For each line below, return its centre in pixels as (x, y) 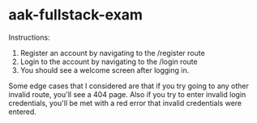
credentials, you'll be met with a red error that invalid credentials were (125, 103)
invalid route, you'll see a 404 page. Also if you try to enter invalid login (127, 94)
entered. (22, 112)
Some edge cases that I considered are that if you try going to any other (129, 86)
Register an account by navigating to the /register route (112, 53)
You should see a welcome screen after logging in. (105, 70)
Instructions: (29, 37)
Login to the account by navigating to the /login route (109, 61)
